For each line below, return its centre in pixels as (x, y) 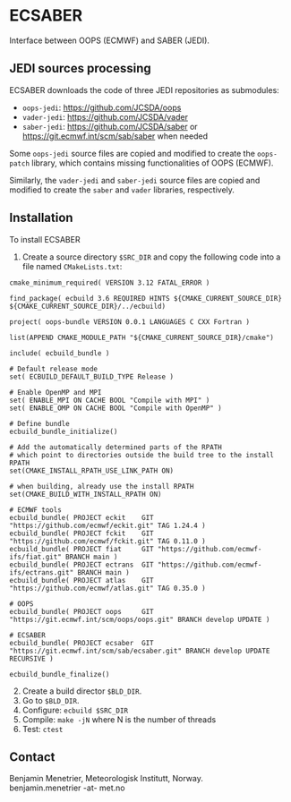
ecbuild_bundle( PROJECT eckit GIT (81, 517)
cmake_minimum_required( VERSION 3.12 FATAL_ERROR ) (110, 283)
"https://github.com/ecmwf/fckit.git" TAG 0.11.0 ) (107, 541)
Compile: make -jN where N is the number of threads (119, 719)
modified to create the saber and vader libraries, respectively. (122, 190)
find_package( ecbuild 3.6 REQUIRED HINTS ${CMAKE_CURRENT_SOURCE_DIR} (145, 298)
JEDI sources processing (80, 68)
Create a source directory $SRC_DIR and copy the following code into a (151, 257)
